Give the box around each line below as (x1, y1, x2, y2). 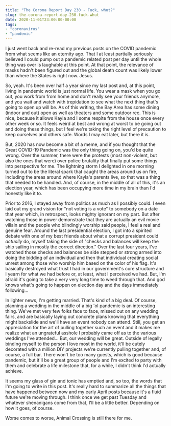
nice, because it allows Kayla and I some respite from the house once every (5, 115, 164, 121)
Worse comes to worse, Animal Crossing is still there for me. (5, 415, 132, 421)
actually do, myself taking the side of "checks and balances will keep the (5, 239, 159, 244)
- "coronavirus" (5, 27, 40, 32)
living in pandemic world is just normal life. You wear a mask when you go (5, 88, 161, 94)
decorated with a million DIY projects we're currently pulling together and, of (5, 346, 166, 352)
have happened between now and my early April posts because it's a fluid (5, 389, 161, 395)
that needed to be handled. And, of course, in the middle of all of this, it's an (5, 180, 165, 185)
